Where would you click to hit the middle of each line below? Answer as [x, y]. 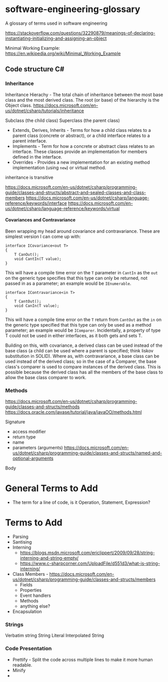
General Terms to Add [52, 488]
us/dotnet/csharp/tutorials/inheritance [45, 110]
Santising [22, 542]
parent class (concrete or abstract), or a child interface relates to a [81, 135]
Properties [31, 590]
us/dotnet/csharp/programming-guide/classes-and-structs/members [84, 579]
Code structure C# [35, 69]
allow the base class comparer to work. [46, 377]
